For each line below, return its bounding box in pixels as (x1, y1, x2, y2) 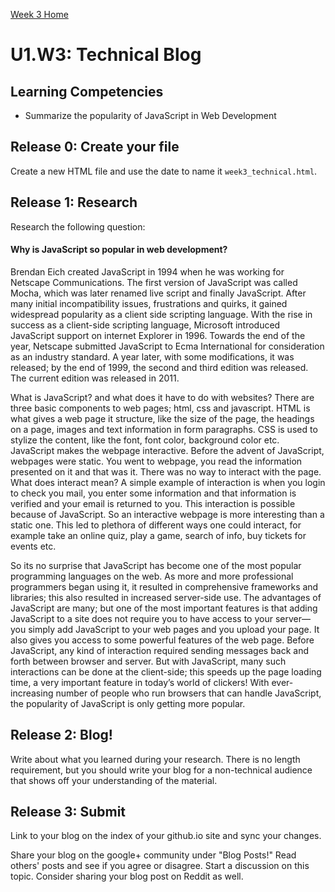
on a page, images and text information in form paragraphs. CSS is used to (10, 423, 318, 435)
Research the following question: (10, 220, 146, 233)
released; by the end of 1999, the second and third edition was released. (10, 361, 309, 373)
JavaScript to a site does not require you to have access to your (10, 612, 273, 624)
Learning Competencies (10, 83, 164, 100)
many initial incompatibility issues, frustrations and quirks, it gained (10, 297, 288, 309)
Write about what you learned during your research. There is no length (10, 753, 301, 765)
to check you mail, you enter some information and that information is (10, 487, 297, 499)
